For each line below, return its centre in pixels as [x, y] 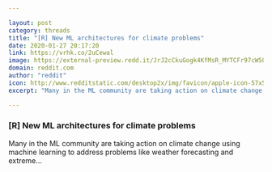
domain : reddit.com [41, 68]
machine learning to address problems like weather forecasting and [121, 152]
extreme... [25, 160]
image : [19, 61]
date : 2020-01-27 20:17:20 [54, 45]
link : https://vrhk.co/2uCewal [61, 53]
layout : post [30, 23]
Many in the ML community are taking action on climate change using [124, 143]
